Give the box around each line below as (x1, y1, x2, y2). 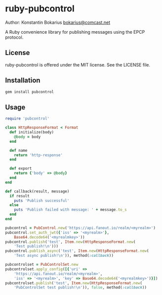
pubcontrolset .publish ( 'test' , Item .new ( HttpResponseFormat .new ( (5, 281, 142, 286)
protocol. (5, 34, 24, 40)
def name (9, 148, 28, 153)
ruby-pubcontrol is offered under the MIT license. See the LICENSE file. (5, 61, 151, 67)
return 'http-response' (14, 152, 63, 158)
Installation (5, 76, 40, 85)
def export (9, 166, 32, 171)
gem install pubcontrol (5, 89, 54, 94)
